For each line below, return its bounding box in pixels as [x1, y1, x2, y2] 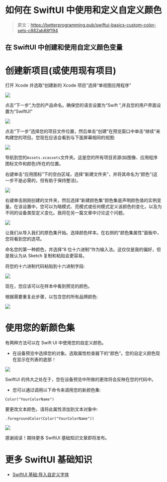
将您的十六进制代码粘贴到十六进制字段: [5, 263, 85, 269]
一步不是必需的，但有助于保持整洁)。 [5, 178, 81, 184]
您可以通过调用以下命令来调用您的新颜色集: [12, 387, 101, 393]
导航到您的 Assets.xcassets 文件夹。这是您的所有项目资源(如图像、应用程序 [5, 155, 158, 161]
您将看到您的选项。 [5, 236, 45, 242]
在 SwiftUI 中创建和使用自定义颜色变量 [5, 43, 123, 52]
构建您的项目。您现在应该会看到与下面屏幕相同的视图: [5, 135, 116, 141]
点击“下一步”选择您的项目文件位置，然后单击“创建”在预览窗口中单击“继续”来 [5, 128, 161, 134]
